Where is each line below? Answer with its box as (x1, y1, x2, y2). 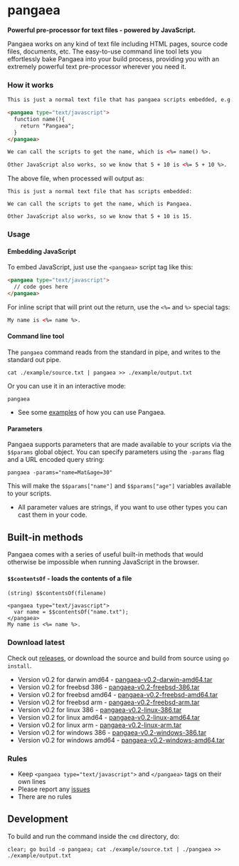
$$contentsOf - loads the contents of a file (7, 574, 132, 582)
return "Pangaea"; (20, 122, 75, 130)
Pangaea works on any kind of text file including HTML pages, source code (7, 39, 228, 48)
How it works (7, 80, 54, 90)
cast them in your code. (17, 510, 87, 519)
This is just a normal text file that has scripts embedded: (7, 188, 193, 195)
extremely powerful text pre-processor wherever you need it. (7, 62, 187, 71)
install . (7, 661, 32, 670)
